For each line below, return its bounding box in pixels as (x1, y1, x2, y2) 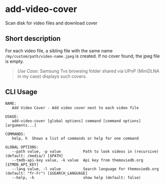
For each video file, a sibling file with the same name (5, 47, 113, 53)
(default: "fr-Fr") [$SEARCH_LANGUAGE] (5, 171, 88, 176)
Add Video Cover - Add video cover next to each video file (11, 105, 139, 110)
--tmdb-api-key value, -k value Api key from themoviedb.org (11, 158, 143, 163)
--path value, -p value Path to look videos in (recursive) (11, 149, 159, 154)
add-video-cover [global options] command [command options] (11, 118, 141, 123)
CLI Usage (5, 88, 38, 96)
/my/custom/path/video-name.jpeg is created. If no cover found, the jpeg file (5, 53, 160, 59)
